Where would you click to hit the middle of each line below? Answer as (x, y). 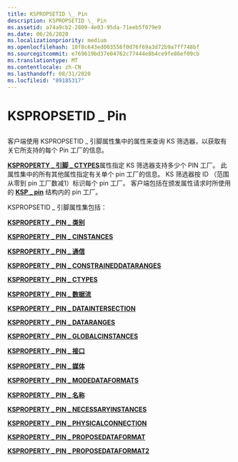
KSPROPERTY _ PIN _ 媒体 (46, 366)
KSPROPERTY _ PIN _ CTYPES (53, 279)
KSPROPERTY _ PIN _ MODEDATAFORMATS (73, 380)
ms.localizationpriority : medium (57, 41)
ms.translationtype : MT (43, 61)
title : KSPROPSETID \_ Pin (48, 14)
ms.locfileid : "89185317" (46, 80)
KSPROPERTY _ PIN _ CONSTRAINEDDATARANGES (84, 266)
